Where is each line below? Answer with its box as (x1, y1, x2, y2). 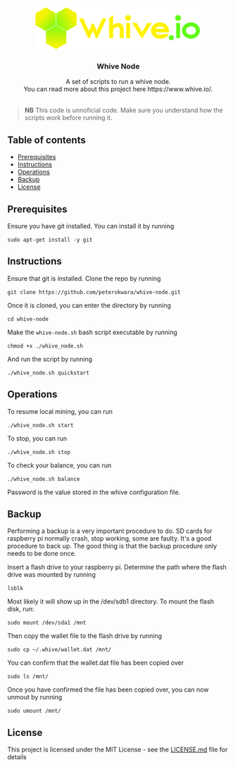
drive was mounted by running (7, 570, 96, 579)
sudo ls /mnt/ (7, 673, 49, 680)
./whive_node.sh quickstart (7, 369, 90, 376)
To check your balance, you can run (7, 461, 112, 470)
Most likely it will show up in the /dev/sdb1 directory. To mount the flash (7, 597, 215, 606)
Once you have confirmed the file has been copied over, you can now (7, 685, 209, 694)
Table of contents (7, 134, 86, 146)
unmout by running (7, 693, 63, 701)
